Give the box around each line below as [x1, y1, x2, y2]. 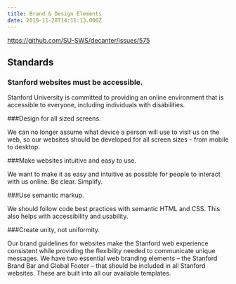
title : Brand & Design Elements [7, 10, 102, 18]
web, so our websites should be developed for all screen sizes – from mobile [7, 135, 229, 144]
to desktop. [7, 143, 41, 151]
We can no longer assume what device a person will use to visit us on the [7, 128, 220, 137]
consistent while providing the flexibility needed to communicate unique [7, 247, 216, 255]
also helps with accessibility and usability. [7, 212, 129, 221]
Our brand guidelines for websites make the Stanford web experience [7, 239, 209, 248]
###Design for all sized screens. [7, 114, 101, 123]
